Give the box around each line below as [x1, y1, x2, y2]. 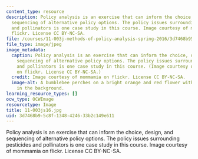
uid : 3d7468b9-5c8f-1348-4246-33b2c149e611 [6, 112, 115, 118]
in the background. [16, 85, 65, 91]
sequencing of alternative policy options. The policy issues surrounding [6, 135, 180, 142]
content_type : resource [6, 8, 65, 15]
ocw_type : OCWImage [6, 96, 54, 102]
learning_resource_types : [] [6, 91, 78, 97]
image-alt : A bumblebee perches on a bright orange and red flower [11, 80, 181, 86]
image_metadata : [6, 47, 46, 53]
